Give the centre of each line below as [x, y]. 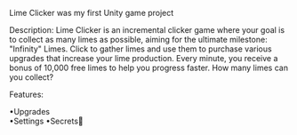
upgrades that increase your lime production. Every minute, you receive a [144, 58]
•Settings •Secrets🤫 [46, 121]
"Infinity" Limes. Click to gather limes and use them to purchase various [141, 49]
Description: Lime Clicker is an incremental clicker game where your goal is [147, 30]
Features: [27, 94]
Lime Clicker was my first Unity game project [92, 13]
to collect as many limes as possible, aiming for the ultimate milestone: [139, 40]
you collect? [32, 77]
